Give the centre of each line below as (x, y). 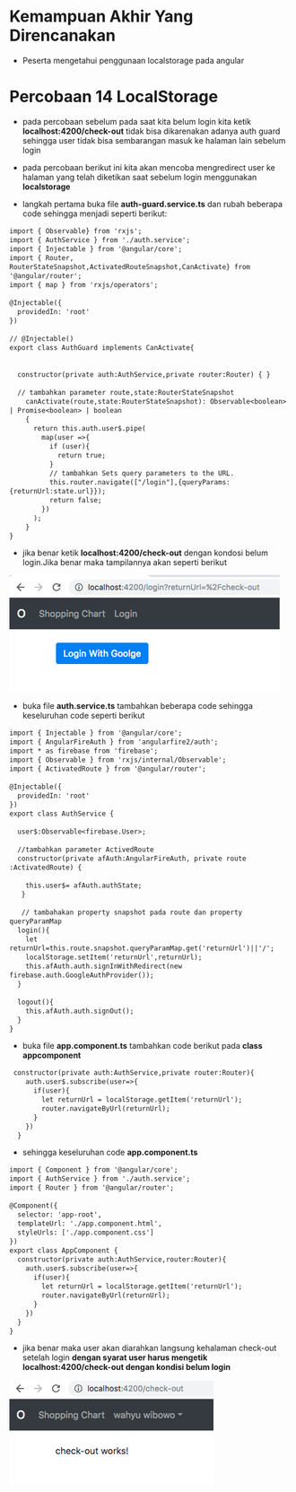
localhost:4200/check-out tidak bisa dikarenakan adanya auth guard (151, 131)
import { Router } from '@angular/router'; (92, 1187)
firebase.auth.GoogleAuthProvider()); (82, 975)
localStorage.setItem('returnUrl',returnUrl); (114, 957)
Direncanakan (63, 35)
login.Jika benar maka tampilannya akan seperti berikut (124, 562)
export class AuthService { (62, 814)
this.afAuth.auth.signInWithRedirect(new (104, 966)
